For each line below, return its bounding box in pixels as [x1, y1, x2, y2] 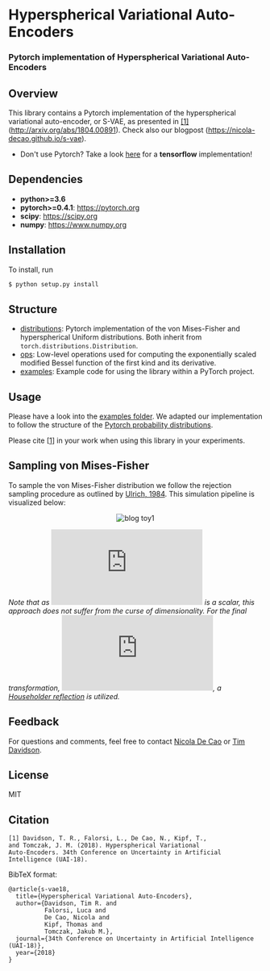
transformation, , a [8, 683, 222, 693]
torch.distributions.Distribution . [19, 341, 139, 351]
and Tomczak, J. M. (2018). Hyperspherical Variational [8, 841, 200, 850]
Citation [8, 813, 50, 827]
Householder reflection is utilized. [8, 691, 120, 701]
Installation [8, 244, 66, 257]
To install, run [8, 265, 54, 274]
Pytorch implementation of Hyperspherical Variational [8, 52, 225, 63]
